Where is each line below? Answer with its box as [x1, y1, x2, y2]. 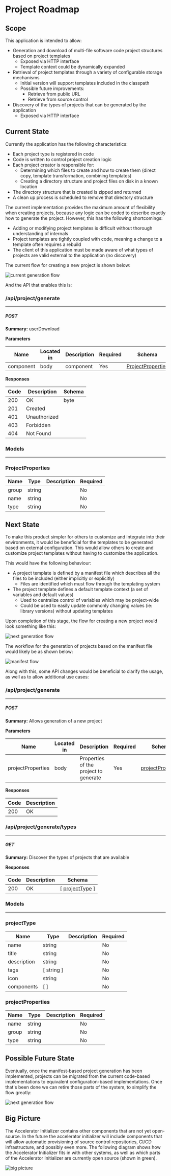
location [20, 183, 38, 190]
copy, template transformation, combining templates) [20, 172, 132, 178]
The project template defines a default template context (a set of [12, 586, 149, 593]
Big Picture [5, 1114, 41, 1123]
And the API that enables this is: [5, 282, 72, 288]
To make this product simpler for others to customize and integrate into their [5, 534, 165, 540]
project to [79, 767, 103, 775]
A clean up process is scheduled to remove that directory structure [12, 194, 154, 200]
